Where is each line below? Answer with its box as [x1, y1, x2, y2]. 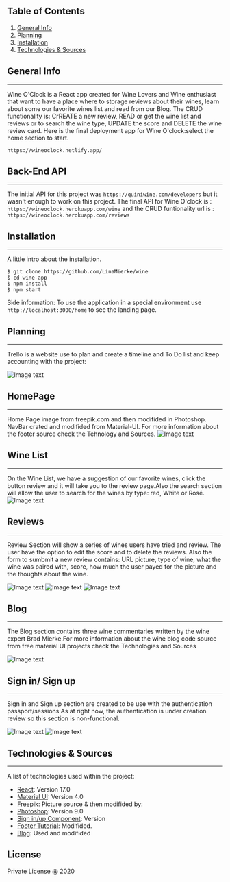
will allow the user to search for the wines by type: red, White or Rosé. [7, 489, 205, 497]
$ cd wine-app [7, 274, 48, 282]
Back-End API [7, 166, 67, 177]
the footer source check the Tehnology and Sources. [7, 430, 156, 438]
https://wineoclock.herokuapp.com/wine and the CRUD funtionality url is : [7, 205, 214, 213]
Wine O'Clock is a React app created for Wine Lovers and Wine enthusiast [7, 90, 217, 98]
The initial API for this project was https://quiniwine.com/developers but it [7, 190, 218, 198]
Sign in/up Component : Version [16, 814, 106, 822]
